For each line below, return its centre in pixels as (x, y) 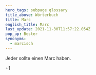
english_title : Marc (27, 24)
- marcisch (22, 44)
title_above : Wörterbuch (32, 15)
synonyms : (16, 39)
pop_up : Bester (22, 34)
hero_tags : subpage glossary (36, 10)
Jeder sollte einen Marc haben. (38, 58)
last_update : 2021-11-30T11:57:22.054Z (48, 29)
